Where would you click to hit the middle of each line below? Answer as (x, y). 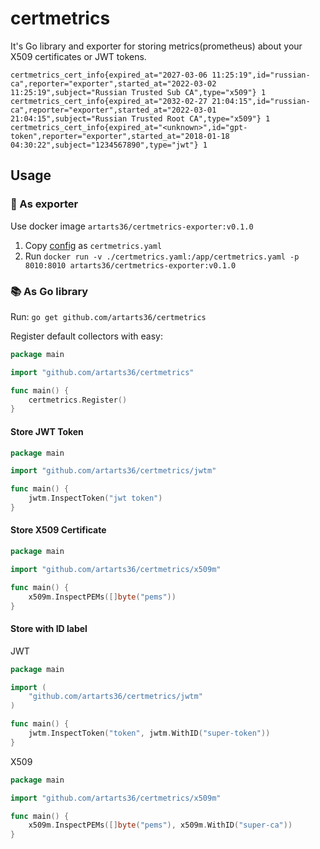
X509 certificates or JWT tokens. (78, 56)
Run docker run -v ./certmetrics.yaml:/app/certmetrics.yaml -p (162, 256)
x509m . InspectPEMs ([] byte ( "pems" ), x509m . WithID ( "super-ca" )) (160, 825)
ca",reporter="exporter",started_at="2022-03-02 (113, 83)
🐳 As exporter (44, 204)
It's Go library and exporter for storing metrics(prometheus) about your (156, 46)
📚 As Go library (49, 291)
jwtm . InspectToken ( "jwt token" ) (95, 498)
